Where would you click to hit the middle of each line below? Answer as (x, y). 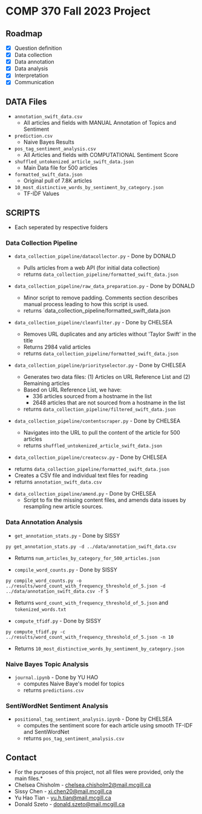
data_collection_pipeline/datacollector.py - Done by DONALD (95, 256)
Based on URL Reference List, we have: (73, 390)
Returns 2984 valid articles (57, 347)
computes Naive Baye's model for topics (74, 684)
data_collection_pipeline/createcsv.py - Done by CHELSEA (90, 457)
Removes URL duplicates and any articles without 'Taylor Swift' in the (110, 334)
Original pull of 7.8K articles (57, 181)
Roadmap (24, 34)
